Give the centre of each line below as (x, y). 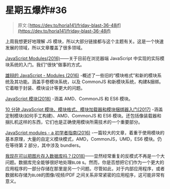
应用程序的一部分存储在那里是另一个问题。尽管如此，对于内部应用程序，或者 (85, 168)
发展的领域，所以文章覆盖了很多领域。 (45, 47)
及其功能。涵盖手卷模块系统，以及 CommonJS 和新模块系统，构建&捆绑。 (86, 82)
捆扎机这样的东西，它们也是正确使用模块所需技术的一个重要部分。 (74, 122)
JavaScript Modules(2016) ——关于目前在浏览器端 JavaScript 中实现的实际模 (85, 58)
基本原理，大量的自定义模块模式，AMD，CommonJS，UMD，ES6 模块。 (81, 139)
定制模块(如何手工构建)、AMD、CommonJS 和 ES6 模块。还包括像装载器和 (83, 115)
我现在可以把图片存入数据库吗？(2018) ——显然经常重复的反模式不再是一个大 (85, 156)
